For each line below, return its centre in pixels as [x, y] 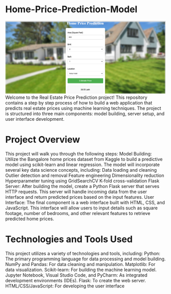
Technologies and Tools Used [69, 239]
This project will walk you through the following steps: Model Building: [79, 153]
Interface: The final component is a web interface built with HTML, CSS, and [85, 202]
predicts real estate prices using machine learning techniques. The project [83, 108]
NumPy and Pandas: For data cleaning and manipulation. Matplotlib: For [80, 264]
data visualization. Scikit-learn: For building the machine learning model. [81, 270]
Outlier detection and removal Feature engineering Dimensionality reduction [85, 175]
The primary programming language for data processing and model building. [85, 259]
